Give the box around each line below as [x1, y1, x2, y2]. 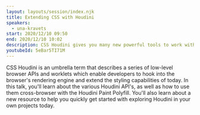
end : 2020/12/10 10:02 [6, 36, 62, 42]
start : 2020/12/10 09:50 [6, 31, 68, 37]
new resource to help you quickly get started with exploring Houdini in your [6, 95, 191, 102]
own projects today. [6, 102, 55, 109]
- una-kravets [11, 25, 46, 32]
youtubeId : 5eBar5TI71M [6, 48, 65, 54]
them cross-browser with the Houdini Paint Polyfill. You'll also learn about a [6, 89, 191, 96]
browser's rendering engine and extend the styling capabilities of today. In [6, 76, 189, 83]
